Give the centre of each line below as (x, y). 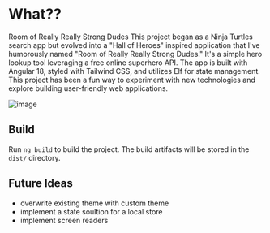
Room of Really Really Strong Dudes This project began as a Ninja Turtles (131, 37)
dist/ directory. (34, 157)
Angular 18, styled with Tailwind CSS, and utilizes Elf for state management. (135, 71)
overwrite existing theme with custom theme (94, 203)
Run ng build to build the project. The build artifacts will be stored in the (129, 149)
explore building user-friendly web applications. (88, 88)
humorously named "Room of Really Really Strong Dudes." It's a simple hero (135, 54)
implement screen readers (64, 220)
